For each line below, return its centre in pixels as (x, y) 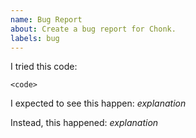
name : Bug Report (46, 19)
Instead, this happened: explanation (84, 123)
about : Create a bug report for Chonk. (93, 29)
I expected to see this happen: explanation (98, 103)
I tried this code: (44, 67)
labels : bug (35, 38)
